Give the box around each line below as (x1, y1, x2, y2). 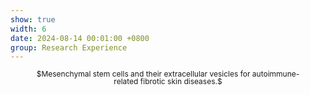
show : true (10, 14, 56, 25)
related (113, 76, 139, 87)
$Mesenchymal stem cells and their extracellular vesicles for (36, 69, 251, 80)
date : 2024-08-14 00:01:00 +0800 (10, 33, 150, 43)
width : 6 (10, 24, 47, 34)
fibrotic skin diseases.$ (139, 76, 223, 87)
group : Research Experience (10, 42, 128, 53)
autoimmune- (251, 69, 300, 80)
